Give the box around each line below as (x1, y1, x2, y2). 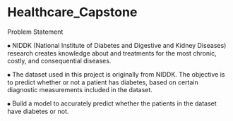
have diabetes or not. (7, 107, 69, 115)
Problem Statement (7, 27, 64, 36)
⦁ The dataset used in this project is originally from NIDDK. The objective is (7, 70, 225, 78)
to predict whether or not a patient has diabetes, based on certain (7, 78, 199, 87)
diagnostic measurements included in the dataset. (7, 85, 153, 94)
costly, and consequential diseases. (7, 56, 112, 65)
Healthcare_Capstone (7, 4, 138, 20)
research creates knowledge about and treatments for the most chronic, (7, 49, 217, 57)
